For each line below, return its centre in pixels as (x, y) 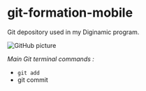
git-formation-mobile (70, 13)
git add (28, 73)
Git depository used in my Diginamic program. (73, 32)
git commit (33, 80)
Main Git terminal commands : (51, 59)
